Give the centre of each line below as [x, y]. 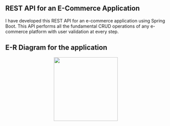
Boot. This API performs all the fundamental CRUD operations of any [77, 26]
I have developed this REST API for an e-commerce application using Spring [85, 20]
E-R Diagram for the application [56, 48]
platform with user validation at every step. [74, 31]
